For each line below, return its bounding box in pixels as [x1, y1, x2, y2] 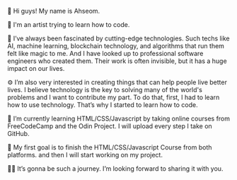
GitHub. [7, 130, 30, 137]
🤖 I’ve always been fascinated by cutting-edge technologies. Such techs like [7, 34, 230, 43]
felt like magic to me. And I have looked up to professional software [7, 50, 204, 57]
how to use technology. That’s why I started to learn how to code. [7, 101, 198, 109]
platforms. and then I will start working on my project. [7, 151, 163, 159]
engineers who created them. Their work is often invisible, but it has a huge [7, 57, 228, 65]
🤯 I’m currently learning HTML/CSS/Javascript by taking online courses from [7, 114, 231, 123]
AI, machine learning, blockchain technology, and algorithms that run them [7, 42, 225, 50]
